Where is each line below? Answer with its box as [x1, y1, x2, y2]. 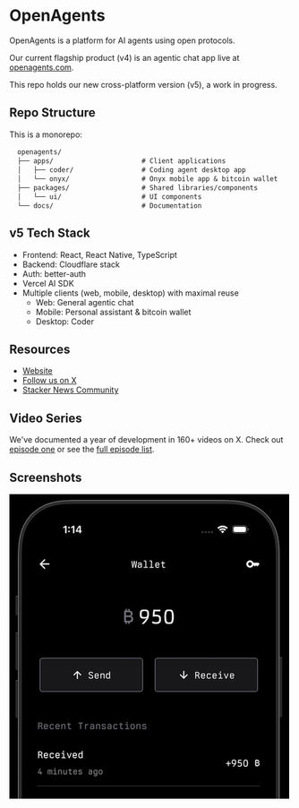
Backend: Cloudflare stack [21, 259, 121, 270]
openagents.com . [9, 62, 74, 73]
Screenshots [9, 469, 82, 485]
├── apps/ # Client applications [17, 156, 226, 166]
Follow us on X [21, 375, 77, 386]
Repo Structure [9, 105, 96, 121]
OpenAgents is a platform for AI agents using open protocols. [9, 35, 235, 46]
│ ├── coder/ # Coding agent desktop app [17, 165, 246, 175]
